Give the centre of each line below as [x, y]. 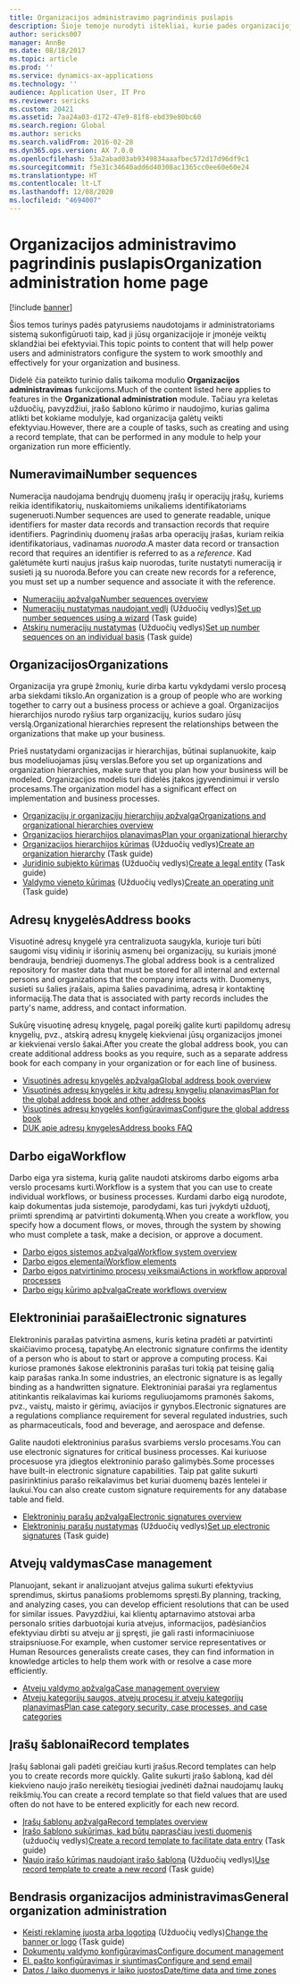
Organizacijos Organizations [89, 665]
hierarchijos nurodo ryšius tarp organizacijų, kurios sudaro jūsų [125, 715]
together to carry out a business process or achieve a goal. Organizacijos [144, 705]
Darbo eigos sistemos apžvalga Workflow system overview [129, 1252]
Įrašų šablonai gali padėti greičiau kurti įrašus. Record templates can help [143, 1766]
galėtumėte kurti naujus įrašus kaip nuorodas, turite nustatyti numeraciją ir [146, 562]
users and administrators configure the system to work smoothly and [136, 353]
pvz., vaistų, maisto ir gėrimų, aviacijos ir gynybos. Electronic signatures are [148, 1406]
